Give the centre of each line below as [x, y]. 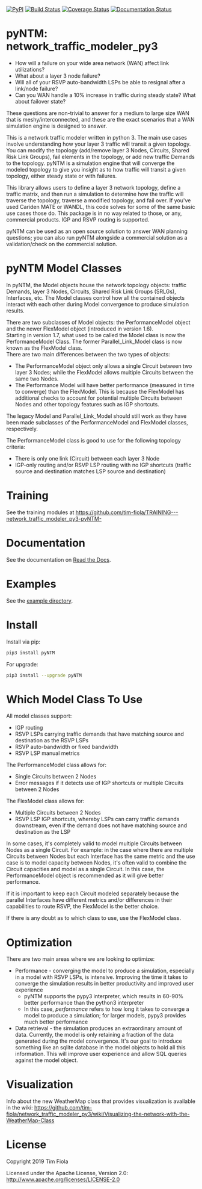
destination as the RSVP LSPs [52, 740]
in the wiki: [20, 1108]
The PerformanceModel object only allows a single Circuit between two [103, 366]
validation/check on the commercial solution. [62, 244]
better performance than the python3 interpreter [84, 1003]
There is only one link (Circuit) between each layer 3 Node [87, 458]
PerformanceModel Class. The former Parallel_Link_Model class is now [94, 341]
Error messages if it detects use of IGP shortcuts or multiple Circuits [99, 783]
